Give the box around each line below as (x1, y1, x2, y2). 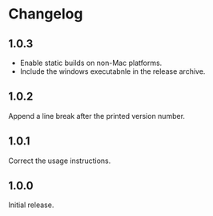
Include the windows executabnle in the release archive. (19, 67, 206, 76)
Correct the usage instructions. (8, 156, 111, 165)
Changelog (8, 5, 83, 23)
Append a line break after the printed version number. (8, 111, 186, 120)
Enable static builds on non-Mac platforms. (19, 58, 163, 67)
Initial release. (8, 200, 54, 210)
